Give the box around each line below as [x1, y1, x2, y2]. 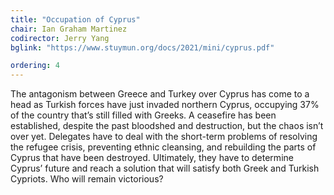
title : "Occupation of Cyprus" [10, 14, 141, 25]
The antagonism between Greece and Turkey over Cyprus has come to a [10, 88, 310, 100]
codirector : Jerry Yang [10, 33, 110, 43]
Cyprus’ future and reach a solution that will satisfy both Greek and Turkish [10, 162, 320, 175]
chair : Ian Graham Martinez [10, 24, 128, 34]
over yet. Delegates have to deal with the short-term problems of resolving [10, 131, 318, 143]
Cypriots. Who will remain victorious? [10, 173, 164, 185]
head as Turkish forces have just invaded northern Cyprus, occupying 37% [10, 99, 320, 111]
